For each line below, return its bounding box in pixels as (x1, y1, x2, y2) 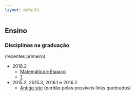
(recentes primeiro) (5, 53, 46, 59)
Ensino (5, 27, 28, 35)
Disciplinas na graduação (5, 41, 70, 49)
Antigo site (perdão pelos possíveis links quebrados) (20, 85, 131, 91)
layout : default (5, 7, 40, 13)
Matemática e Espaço (20, 68, 66, 75)
